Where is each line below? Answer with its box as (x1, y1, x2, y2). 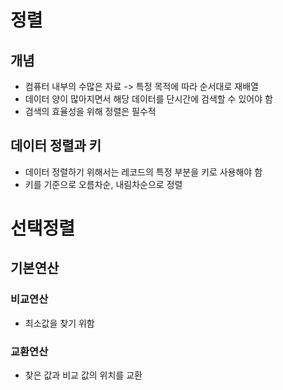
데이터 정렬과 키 (10, 137, 102, 155)
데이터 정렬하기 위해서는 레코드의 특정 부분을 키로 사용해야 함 (24, 166, 263, 178)
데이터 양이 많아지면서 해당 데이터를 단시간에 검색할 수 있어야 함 (24, 93, 273, 105)
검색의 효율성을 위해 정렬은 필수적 (24, 106, 157, 117)
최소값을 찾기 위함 (24, 317, 95, 329)
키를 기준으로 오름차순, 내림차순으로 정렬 (24, 178, 183, 190)
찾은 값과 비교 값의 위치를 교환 (24, 369, 143, 381)
